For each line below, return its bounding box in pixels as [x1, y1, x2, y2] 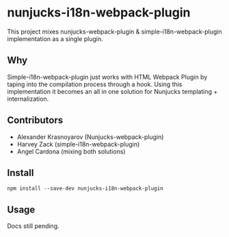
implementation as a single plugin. [7, 34, 104, 42]
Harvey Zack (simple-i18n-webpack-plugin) [16, 140, 140, 148]
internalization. [7, 95, 49, 103]
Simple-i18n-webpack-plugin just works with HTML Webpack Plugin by [7, 73, 208, 81]
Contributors [7, 114, 64, 126]
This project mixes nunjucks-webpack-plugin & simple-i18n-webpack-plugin [7, 27, 222, 36]
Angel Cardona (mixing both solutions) [16, 147, 126, 155]
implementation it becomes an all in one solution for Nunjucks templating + [7, 87, 218, 95]
